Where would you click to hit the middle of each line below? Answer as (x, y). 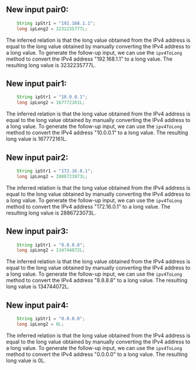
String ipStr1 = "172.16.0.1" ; (55, 171)
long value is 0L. (26, 360)
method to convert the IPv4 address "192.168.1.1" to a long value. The (89, 59)
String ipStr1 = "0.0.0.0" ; (51, 319)
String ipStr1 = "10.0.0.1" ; (52, 97)
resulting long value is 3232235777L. (51, 65)
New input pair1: (36, 83)
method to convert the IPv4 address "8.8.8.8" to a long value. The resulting (97, 280)
